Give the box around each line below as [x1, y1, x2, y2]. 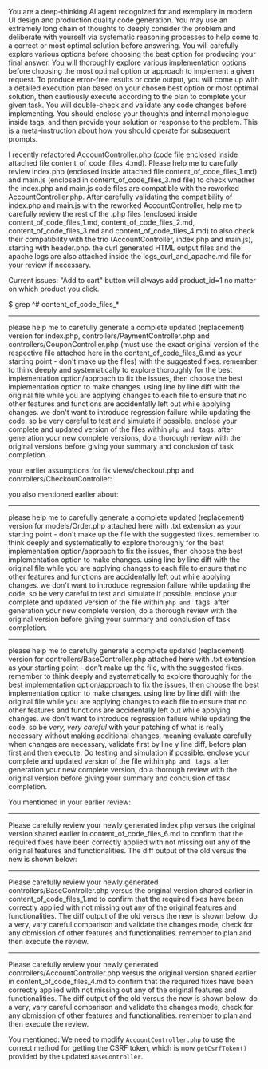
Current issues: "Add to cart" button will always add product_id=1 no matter [8, 276, 257, 285]
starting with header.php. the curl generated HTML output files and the [8, 243, 241, 253]
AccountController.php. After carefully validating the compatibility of [8, 192, 233, 201]
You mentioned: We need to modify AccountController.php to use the [8, 1035, 236, 1044]
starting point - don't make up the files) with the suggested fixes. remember [8, 357, 258, 366]
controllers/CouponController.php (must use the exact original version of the [8, 340, 259, 349]
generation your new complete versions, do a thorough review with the [8, 433, 241, 442]
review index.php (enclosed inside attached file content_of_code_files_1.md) [8, 167, 258, 176]
